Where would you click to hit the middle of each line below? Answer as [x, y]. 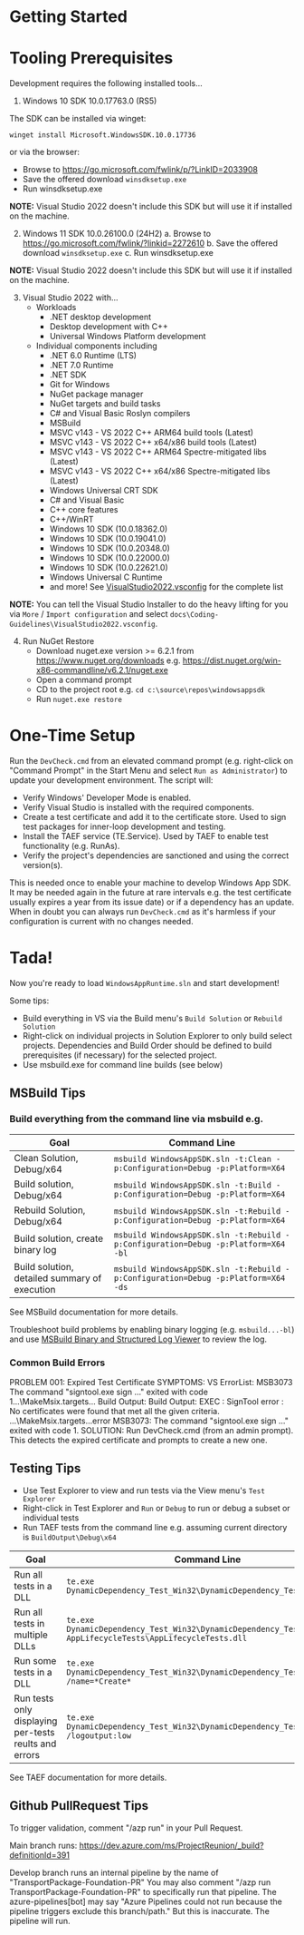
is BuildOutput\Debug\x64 [69, 1537]
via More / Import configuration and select [89, 614]
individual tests [51, 1518]
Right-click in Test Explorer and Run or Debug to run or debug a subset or [157, 1508]
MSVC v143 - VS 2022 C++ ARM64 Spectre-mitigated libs [158, 452]
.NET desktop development [100, 317]
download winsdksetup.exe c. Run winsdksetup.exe [118, 253]
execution [35, 1289]
